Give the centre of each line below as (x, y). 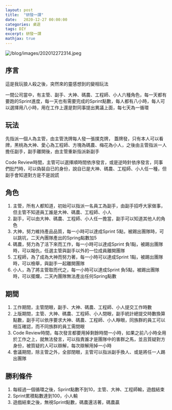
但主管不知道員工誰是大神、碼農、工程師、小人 (62, 212)
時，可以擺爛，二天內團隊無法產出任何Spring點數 (64, 276)
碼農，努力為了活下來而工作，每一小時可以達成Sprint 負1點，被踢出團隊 (88, 244)
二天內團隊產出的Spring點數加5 (64, 238)
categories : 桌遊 (23, 24)
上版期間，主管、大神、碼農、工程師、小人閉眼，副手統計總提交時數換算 (89, 314)
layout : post (19, 10)
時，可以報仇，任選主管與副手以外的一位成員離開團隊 (69, 251)
